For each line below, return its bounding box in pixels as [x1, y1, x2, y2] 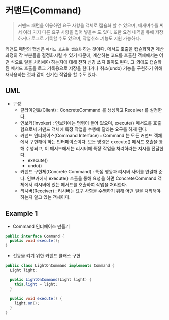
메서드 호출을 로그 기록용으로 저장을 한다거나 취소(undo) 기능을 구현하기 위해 [10, 65, 163, 71]
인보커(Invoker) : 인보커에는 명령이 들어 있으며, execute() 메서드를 [20, 120, 152, 126]
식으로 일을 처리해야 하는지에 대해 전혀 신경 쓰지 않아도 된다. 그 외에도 [10, 59, 149, 65]
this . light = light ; [14, 282, 58, 287]
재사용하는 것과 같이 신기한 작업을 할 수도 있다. [5, 71, 97, 77]
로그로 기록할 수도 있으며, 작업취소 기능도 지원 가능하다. [31, 35, 141, 41]
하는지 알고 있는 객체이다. [20, 194, 71, 200]
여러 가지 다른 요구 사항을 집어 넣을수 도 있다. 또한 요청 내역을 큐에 [23, 28, 154, 35]
